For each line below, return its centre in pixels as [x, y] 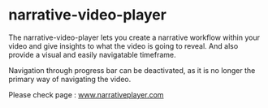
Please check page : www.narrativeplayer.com [86, 94]
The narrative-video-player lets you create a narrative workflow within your [134, 37]
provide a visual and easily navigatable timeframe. [92, 54]
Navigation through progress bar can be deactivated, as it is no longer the [132, 70]
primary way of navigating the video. [70, 79]
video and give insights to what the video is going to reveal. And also [123, 45]
